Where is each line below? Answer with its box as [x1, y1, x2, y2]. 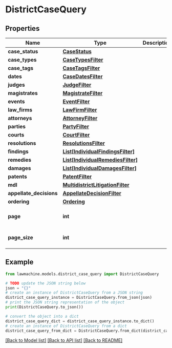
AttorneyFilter [62, 114, 98, 122]
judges [8, 81, 25, 88]
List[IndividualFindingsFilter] [62, 148, 135, 155]
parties [8, 123, 26, 130]
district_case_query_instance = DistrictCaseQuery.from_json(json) [5, 295, 153, 300]
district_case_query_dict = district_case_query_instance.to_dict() [5, 318, 155, 324]
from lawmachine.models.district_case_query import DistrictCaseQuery [5, 271, 159, 277]
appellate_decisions [8, 190, 58, 197]
